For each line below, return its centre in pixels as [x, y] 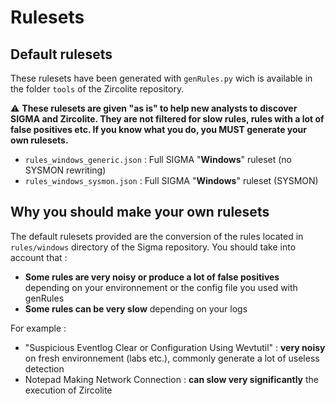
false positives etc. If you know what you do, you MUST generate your [158, 129]
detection [44, 368]
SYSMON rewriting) [65, 170]
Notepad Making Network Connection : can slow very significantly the [171, 379]
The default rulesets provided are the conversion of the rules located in [157, 236]
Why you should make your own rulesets [140, 212]
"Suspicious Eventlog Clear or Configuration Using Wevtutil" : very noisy [175, 347]
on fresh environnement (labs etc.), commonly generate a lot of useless [172, 358]
